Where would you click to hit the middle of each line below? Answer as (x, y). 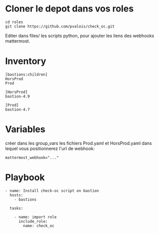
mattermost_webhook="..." (32, 157)
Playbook (25, 177)
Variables (25, 129)
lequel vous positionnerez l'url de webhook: (50, 148)
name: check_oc (39, 225)
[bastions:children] (27, 74)
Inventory (26, 61)
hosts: (16, 195)
